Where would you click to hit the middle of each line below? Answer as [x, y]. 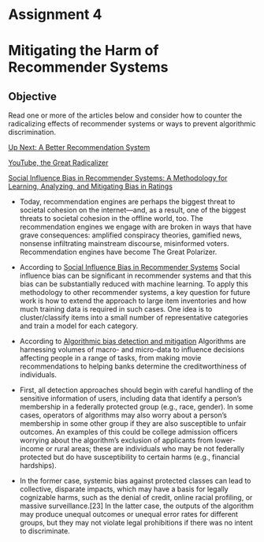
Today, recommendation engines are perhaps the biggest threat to [127, 202]
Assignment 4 [55, 15]
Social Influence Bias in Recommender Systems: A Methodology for [118, 178]
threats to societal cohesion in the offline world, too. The [111, 219]
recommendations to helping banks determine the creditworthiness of [133, 366]
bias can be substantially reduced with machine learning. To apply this [134, 284]
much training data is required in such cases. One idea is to [116, 309]
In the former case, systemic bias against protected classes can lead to [135, 481]
